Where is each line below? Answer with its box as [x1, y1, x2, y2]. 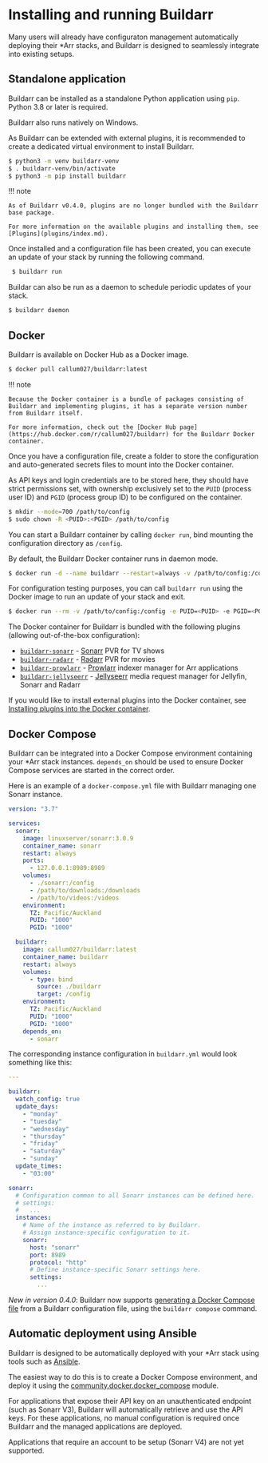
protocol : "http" [29, 1258, 88, 1266]
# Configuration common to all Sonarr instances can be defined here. [15, 1191, 255, 1200]
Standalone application [8, 72, 126, 86]
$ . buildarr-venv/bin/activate [8, 164, 116, 173]
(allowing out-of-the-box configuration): [8, 631, 140, 640]
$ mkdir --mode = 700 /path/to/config [8, 507, 130, 515]
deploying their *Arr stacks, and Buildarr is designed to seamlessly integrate [8, 40, 259, 50]
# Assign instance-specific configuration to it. [22, 1229, 191, 1237]
